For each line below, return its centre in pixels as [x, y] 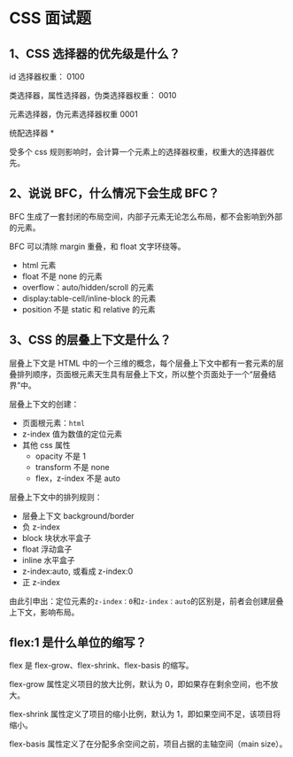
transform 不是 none [72, 467]
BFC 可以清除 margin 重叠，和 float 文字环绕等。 [97, 246]
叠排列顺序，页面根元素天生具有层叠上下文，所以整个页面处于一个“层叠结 [143, 374]
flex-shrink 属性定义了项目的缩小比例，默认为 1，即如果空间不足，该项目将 [145, 715]
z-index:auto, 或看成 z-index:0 [77, 571]
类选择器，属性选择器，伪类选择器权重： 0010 [93, 95]
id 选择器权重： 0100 [47, 77]
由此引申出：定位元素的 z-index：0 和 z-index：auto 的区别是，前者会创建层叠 [146, 601]
